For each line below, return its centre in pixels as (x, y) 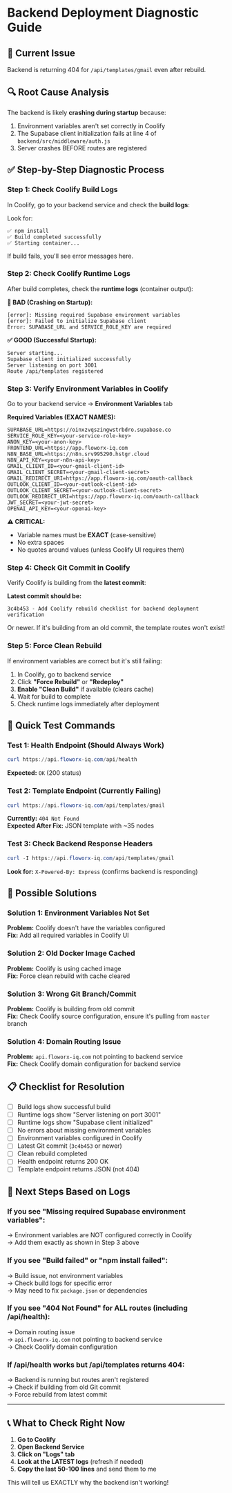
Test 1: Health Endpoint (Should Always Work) (86, 745)
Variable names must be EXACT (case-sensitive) (87, 535)
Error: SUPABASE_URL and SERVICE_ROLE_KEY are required (89, 327)
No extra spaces (40, 543)
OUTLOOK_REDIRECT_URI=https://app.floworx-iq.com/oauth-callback (103, 497)
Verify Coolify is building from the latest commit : (77, 583)
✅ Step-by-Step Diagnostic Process (86, 170)
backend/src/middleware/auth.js (64, 141)
